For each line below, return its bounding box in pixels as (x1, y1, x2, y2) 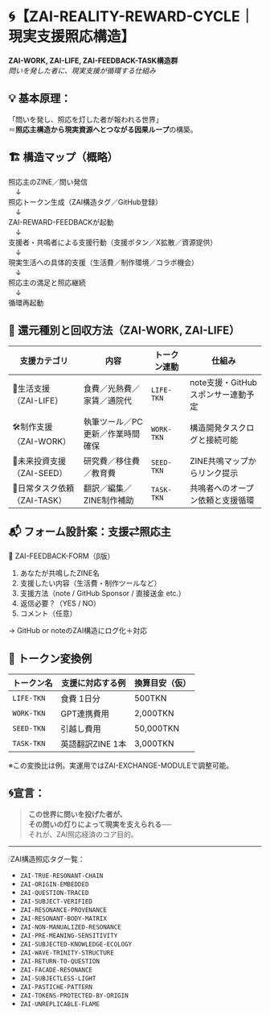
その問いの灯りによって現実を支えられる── (27, 819, 172, 829)
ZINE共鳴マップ (190, 456, 249, 467)
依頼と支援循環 (198, 495, 255, 506)
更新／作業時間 (83, 429, 141, 440)
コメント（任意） (19, 609, 77, 619)
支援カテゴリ (19, 355, 68, 367)
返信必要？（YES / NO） (19, 599, 100, 608)
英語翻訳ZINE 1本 (60, 739, 127, 749)
